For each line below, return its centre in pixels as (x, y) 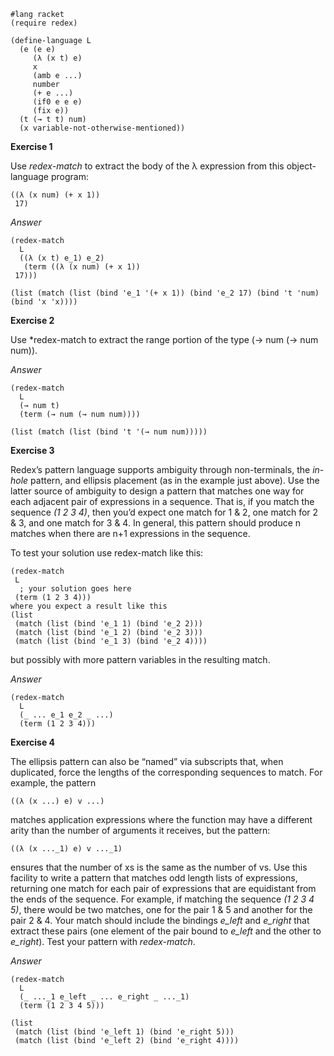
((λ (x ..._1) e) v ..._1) (66, 849)
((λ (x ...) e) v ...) (57, 801)
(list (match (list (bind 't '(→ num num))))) (109, 432)
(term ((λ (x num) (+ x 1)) (82, 267)
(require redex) (44, 23)
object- (301, 166)
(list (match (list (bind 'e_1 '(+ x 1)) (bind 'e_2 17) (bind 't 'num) (165, 293)
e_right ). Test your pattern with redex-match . (103, 941)
